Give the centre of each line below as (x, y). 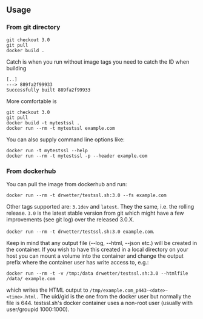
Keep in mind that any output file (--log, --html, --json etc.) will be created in (102, 243)
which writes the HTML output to (47, 290)
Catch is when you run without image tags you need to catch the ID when (98, 62)
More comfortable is (32, 101)
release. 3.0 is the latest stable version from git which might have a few (95, 213)
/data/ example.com (31, 278)
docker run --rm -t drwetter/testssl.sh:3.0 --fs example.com (86, 195)
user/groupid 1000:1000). (38, 309)
